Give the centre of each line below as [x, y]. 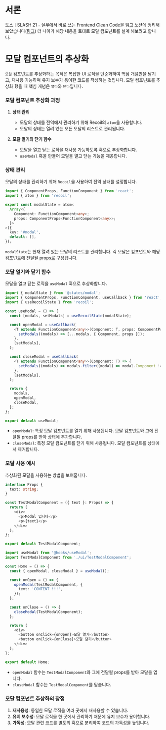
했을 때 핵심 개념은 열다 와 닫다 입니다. [48, 86]
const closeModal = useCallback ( [44, 357]
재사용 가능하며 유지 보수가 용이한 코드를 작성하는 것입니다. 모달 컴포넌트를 [83, 80]
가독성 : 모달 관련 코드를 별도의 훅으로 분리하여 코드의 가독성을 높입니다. [81, 723]
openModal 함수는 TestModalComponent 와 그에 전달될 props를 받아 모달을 [82, 672]
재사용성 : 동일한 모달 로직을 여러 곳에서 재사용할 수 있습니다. [70, 710]
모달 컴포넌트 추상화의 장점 [35, 698]
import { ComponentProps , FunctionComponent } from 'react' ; [69, 191]
